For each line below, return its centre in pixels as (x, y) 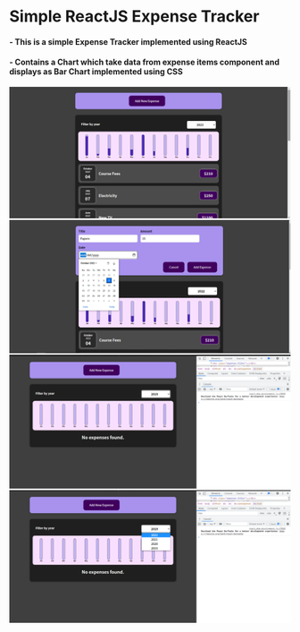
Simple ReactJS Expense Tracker (134, 17)
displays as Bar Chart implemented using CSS (96, 72)
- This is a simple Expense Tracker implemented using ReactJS (128, 41)
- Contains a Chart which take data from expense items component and (144, 62)
